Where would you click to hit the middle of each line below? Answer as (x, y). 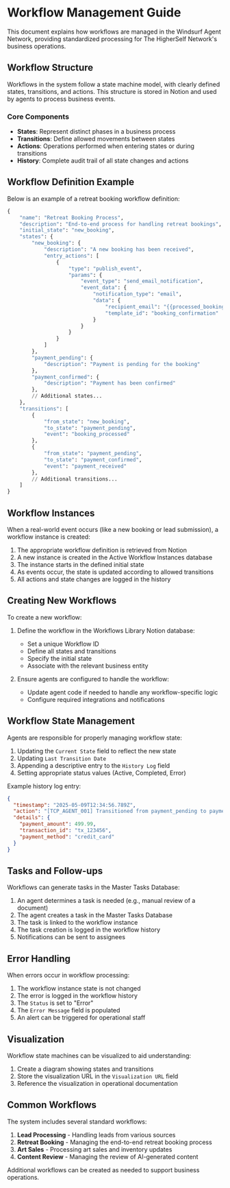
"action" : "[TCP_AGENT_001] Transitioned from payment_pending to (110, 811)
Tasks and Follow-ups (55, 871)
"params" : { (85, 275)
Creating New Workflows (62, 601)
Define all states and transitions (72, 651)
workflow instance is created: (49, 537)
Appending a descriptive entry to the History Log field (93, 765)
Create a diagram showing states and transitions (85, 1069)
